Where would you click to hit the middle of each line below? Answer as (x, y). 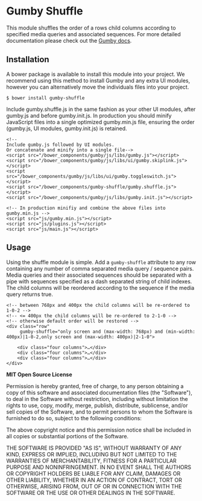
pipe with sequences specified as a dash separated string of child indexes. (99, 281)
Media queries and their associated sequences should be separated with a (99, 275)
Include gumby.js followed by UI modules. (60, 145)
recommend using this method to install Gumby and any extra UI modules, (98, 80)
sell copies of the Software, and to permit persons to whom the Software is (99, 412)
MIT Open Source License (39, 374)
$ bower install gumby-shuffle (46, 98)
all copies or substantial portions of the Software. (67, 436)
